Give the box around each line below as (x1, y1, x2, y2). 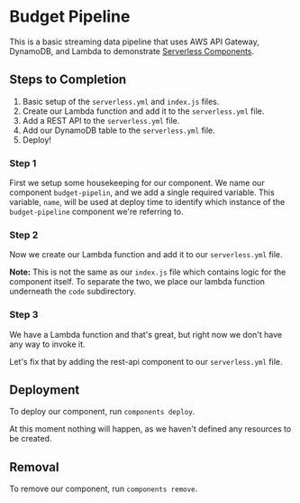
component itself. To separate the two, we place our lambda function (9, 276, 266, 287)
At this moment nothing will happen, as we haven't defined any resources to (9, 424, 292, 434)
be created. (9, 433, 52, 444)
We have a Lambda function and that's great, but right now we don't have (9, 329, 283, 340)
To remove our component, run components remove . (9, 483, 198, 494)
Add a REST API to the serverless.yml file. (22, 115, 180, 126)
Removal (9, 459, 59, 475)
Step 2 (9, 228, 39, 241)
